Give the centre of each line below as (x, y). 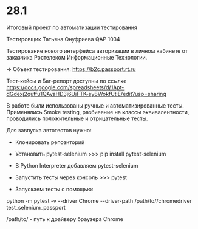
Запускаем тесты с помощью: (54, 189)
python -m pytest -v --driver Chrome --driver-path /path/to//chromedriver (99, 200)
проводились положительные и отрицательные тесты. (77, 118)
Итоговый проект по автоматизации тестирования (72, 27)
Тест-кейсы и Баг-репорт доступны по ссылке (67, 81)
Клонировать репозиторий (50, 142)
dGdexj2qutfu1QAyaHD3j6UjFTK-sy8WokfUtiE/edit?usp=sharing (87, 94)
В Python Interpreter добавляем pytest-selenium (77, 165)
